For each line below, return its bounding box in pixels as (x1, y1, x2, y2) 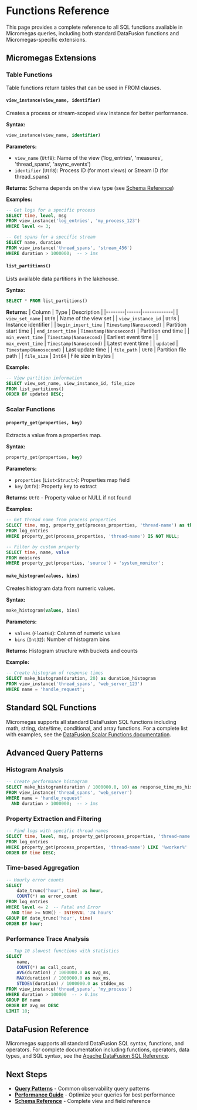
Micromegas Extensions (6, 53, 97, 63)
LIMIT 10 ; (6, 1008, 30, 1014)
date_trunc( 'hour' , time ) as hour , (16, 888, 104, 894)
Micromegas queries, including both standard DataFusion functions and (6, 29, 179, 36)
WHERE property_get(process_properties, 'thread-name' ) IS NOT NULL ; (6, 533, 180, 539)
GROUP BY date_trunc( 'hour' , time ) (6, 915, 93, 921)
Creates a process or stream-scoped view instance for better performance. (6, 109, 189, 116)
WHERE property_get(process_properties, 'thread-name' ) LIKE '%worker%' (6, 844, 188, 850)
